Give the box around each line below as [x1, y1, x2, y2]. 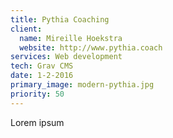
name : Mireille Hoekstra [19, 33, 123, 43]
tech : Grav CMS [10, 61, 74, 71]
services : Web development [10, 52, 123, 62]
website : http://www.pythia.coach [19, 42, 163, 53]
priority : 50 [10, 89, 65, 99]
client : [10, 24, 43, 34]
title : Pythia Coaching [10, 14, 110, 25]
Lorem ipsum [10, 116, 65, 128]
